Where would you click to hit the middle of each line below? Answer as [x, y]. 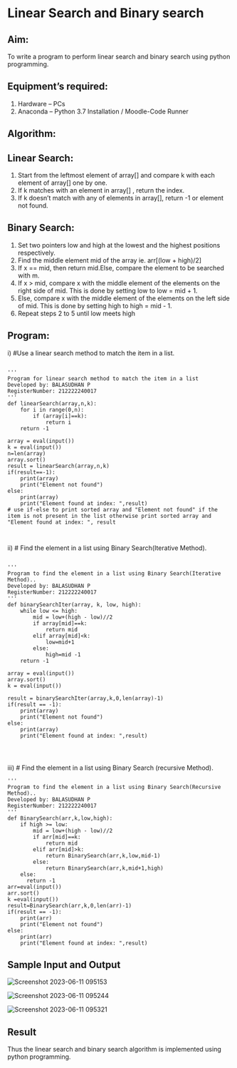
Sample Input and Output [64, 965]
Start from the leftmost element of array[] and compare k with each [116, 176]
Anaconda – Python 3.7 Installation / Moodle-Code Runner [103, 111]
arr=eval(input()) [35, 887]
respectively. [36, 253]
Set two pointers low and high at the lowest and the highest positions [119, 245]
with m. [28, 275]
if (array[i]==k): [60, 416]
